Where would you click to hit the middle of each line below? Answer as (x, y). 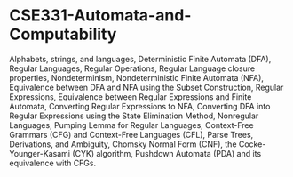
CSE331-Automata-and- (100, 16)
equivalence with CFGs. (52, 163)
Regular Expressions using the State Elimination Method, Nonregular (134, 116)
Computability (63, 34)
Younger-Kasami (40, 153)
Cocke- (252, 144)
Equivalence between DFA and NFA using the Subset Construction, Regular (146, 87)
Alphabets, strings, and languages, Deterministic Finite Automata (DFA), (140, 59)
